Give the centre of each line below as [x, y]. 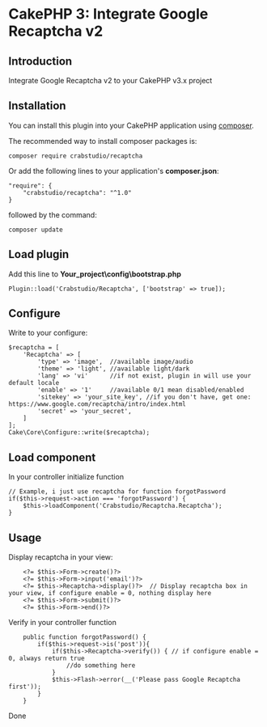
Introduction [40, 61]
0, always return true [47, 659]
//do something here [101, 666]
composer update [36, 230]
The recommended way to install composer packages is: [103, 141]
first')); [25, 687]
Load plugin [39, 254]
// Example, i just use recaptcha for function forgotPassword [117, 492]
